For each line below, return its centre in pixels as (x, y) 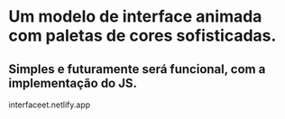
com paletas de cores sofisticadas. (142, 36)
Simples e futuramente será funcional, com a (137, 69)
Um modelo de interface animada (135, 17)
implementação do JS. (73, 83)
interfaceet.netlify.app (50, 105)
